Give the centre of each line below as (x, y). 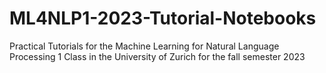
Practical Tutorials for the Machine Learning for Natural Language (144, 46)
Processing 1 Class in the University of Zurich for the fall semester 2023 (157, 56)
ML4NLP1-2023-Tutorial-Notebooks (163, 18)
